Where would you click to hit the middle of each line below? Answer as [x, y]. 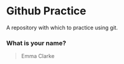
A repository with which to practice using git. [62, 28]
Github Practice [46, 11]
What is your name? [36, 43]
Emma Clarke [38, 56]
